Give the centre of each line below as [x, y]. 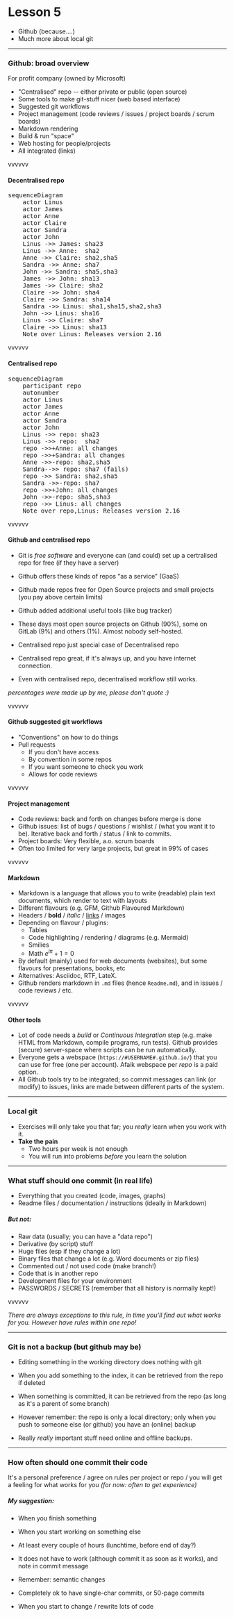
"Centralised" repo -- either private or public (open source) [102, 92]
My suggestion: [31, 1501]
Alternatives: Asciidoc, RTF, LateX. [67, 976]
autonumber [41, 392]
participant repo [52, 385]
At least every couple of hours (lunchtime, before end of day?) [107, 1545]
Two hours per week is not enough [78, 1149]
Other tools [24, 1020]
